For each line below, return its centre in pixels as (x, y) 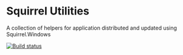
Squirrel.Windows (29, 34)
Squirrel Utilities (48, 11)
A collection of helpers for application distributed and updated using (92, 28)
